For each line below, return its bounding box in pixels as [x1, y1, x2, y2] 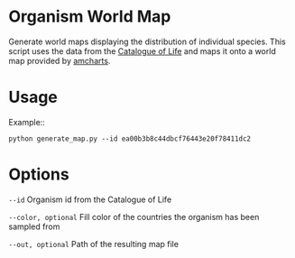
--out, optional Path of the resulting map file [8, 238, 180, 249]
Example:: [8, 116, 46, 127]
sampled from [8, 221, 60, 232]
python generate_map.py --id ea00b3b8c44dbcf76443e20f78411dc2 [8, 134, 252, 143]
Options [8, 164, 69, 185]
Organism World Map [8, 6, 171, 27]
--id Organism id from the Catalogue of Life [8, 194, 172, 205]
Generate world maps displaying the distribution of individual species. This [8, 36, 286, 47]
